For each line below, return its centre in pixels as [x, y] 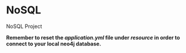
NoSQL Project [24, 26]
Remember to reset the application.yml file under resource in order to [93, 37]
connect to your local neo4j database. [54, 44]
